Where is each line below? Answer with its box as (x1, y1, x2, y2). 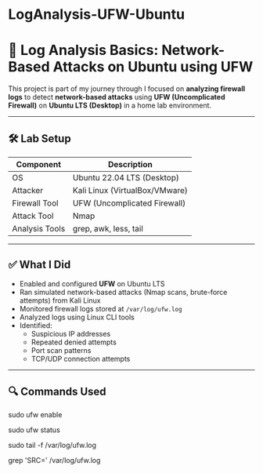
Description (108, 158, 153, 169)
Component (16, 158, 61, 169)
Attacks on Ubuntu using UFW (52, 58, 254, 76)
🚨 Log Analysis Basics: (8, 42, 159, 60)
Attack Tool (12, 210, 54, 221)
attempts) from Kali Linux (19, 296, 101, 305)
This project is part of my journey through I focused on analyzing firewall (8, 84, 246, 93)
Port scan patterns (31, 345, 92, 355)
